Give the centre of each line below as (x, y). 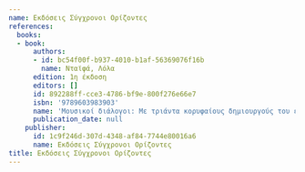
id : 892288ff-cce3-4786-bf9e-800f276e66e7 (114, 94)
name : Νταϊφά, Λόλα (78, 69)
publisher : (46, 128)
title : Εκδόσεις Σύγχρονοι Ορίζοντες (80, 153)
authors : (49, 52)
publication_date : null (78, 119)
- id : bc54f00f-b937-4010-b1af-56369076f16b (118, 60)
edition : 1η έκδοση (69, 77)
